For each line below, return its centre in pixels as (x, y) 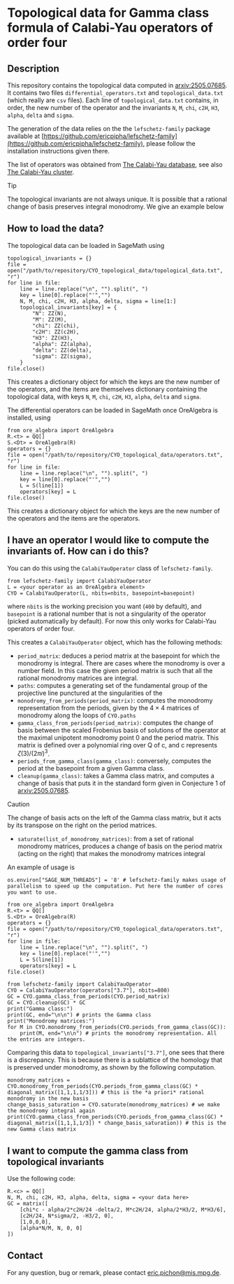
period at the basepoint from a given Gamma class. (91, 768)
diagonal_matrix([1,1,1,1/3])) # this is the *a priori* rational (106, 1093)
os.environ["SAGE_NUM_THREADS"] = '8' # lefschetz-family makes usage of (117, 881)
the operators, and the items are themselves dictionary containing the (108, 389)
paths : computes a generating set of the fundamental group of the (112, 685)
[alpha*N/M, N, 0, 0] (51, 1228)
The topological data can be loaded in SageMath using (86, 245)
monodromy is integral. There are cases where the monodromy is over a (121, 663)
